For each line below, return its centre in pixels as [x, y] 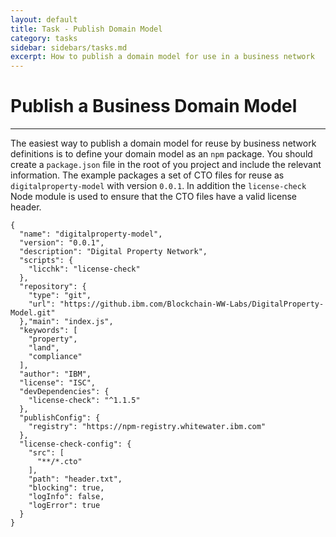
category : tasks [44, 38]
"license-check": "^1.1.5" [84, 401]
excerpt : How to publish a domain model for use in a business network [162, 57]
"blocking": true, [66, 488]
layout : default [44, 19]
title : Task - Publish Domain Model [86, 29]
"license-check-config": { [75, 444]
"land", [44, 348]
